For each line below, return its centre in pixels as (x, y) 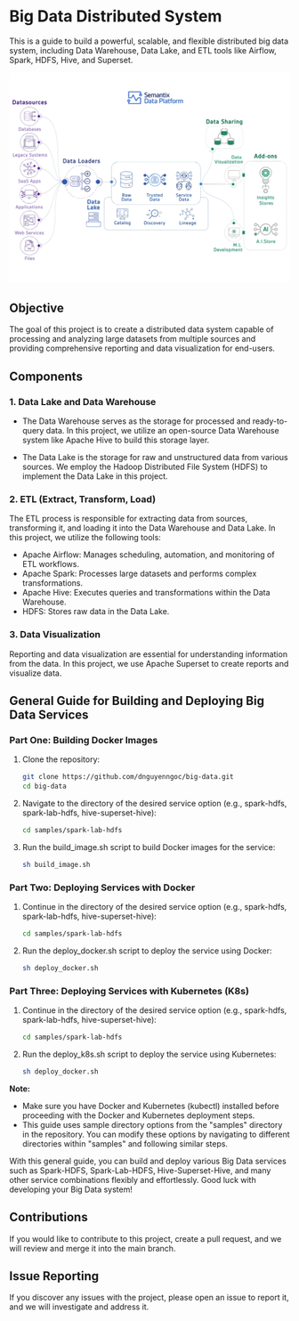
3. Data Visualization (55, 635)
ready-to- (270, 421)
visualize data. (36, 673)
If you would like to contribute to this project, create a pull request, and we (145, 1238)
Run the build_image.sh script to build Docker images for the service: (149, 847)
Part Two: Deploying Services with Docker (102, 887)
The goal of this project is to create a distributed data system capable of (141, 329)
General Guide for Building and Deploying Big (137, 701)
